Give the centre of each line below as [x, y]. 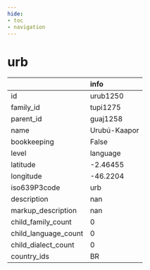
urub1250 [107, 96]
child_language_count [47, 233]
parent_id [26, 119]
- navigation [26, 27]
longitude [26, 176]
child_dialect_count [43, 245]
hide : [15, 14]
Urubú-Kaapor [114, 130]
